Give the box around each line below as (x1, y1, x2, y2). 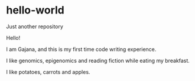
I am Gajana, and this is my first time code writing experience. (6, 45, 157, 53)
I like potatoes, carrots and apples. (6, 68, 90, 75)
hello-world (6, 4, 65, 17)
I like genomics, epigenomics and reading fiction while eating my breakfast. (6, 57, 190, 64)
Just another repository (6, 23, 64, 30)
